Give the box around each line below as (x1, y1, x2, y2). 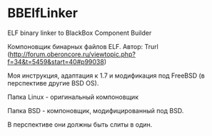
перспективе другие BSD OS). (7, 78, 99, 87)
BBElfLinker (7, 5, 79, 21)
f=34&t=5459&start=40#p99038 (7, 57, 105, 66)
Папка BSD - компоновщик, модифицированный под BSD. (7, 106, 184, 115)
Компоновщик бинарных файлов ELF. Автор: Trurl (7, 42, 158, 51)
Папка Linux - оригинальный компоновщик (7, 93, 139, 101)
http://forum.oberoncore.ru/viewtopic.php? (9, 50, 136, 58)
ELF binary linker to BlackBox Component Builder (7, 28, 152, 37)
